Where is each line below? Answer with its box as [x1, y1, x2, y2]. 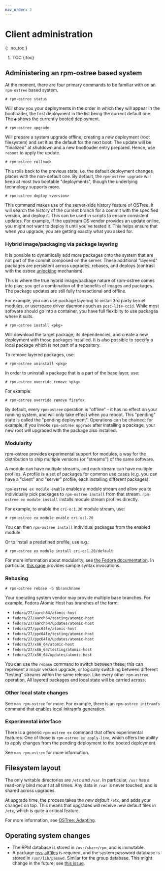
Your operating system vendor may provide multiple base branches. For [5, 595, 151, 601]
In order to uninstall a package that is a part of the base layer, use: [5, 369, 139, 376]
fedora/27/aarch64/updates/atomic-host [12, 621, 95, 626]
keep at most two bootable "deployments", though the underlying [5, 179, 138, 184]
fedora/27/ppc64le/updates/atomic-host [12, 637, 95, 642]
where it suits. [5, 313, 33, 319]
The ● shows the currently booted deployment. [5, 116, 100, 122]
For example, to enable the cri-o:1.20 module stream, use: [5, 505, 125, 512]
